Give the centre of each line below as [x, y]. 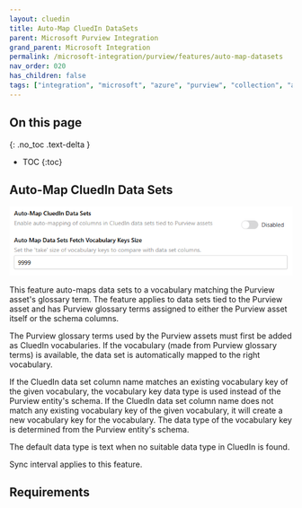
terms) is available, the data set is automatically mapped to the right [135, 355]
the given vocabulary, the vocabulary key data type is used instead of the [145, 391]
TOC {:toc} [42, 162]
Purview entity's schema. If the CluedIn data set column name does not [142, 400]
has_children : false [48, 76]
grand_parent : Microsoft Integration [80, 48]
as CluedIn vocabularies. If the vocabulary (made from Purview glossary [143, 345]
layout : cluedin [40, 19]
